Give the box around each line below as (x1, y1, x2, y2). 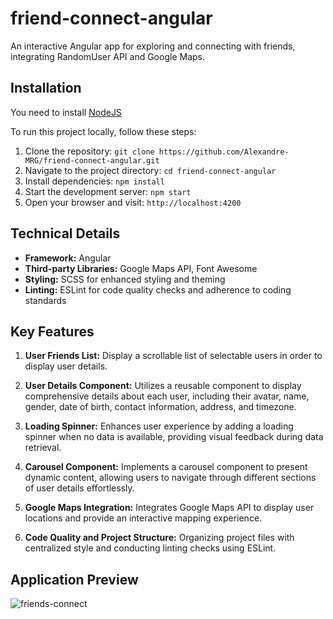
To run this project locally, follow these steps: (10, 125, 197, 137)
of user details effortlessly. (24, 482, 135, 494)
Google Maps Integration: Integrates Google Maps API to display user (24, 502, 315, 514)
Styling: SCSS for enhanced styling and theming (24, 273, 226, 285)
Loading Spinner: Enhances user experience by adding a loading (24, 420, 294, 432)
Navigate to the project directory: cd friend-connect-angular (24, 164, 277, 176)
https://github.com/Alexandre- (158, 147, 290, 157)
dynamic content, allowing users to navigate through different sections (24, 472, 317, 484)
